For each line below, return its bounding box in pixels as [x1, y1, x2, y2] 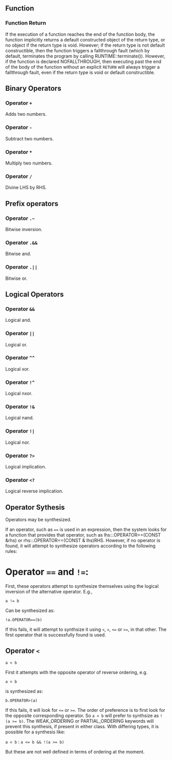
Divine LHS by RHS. [5, 184, 47, 191]
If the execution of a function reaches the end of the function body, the [5, 31, 155, 37]
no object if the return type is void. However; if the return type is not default [5, 42, 165, 48]
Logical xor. [5, 366, 30, 372]
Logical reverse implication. [5, 488, 63, 494]
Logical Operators [5, 290, 64, 299]
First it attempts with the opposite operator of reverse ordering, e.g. [5, 669, 148, 675]
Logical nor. [5, 439, 30, 445]
